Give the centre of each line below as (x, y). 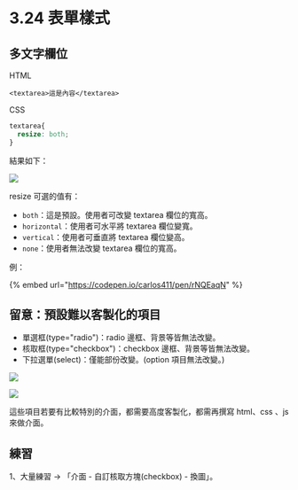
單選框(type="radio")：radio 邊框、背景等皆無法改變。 (121, 338)
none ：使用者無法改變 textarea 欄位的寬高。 (102, 248)
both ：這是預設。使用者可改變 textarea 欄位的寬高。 (117, 214)
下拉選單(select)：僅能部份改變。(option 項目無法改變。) (123, 360)
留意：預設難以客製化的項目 (85, 315)
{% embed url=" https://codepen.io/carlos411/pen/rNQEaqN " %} (126, 284)
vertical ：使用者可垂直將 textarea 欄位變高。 (106, 237)
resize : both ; (43, 134)
